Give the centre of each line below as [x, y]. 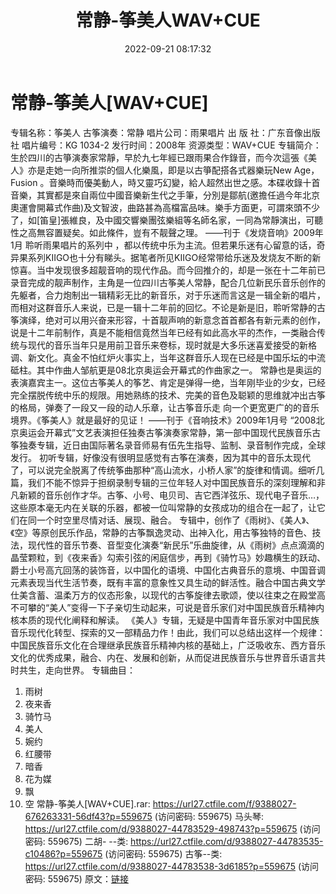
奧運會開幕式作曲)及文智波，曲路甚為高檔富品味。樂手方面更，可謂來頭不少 [165, 207]
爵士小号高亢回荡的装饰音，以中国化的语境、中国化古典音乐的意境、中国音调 [168, 570]
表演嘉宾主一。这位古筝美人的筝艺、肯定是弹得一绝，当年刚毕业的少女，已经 [168, 382]
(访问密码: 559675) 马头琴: [209, 816]
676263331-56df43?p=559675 [88, 816]
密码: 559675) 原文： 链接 [76, 878]
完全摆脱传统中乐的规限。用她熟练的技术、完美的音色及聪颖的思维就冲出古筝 [168, 395]
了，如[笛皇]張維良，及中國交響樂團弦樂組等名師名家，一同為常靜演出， [158, 220]
